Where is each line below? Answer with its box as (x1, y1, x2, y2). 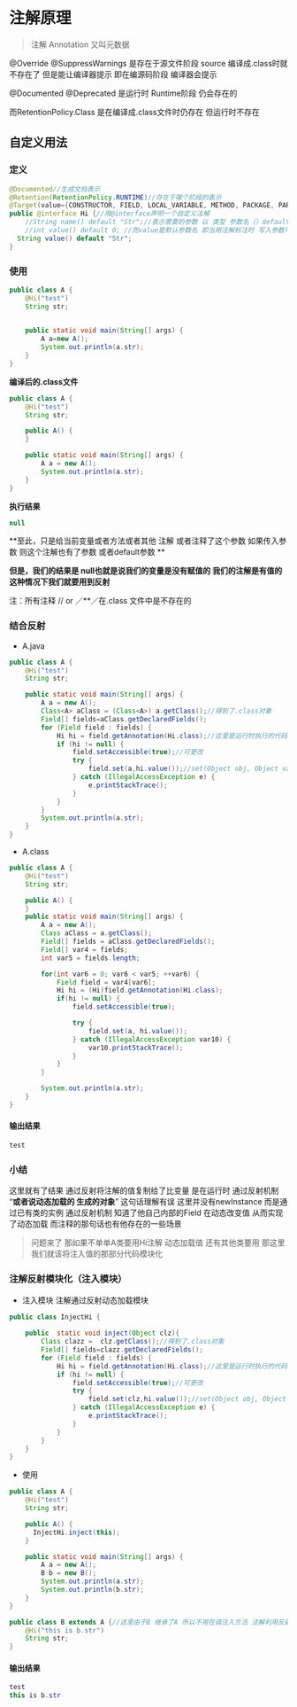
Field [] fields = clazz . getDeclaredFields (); (41, 1345, 203, 1354)
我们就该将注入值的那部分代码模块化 (30, 1249, 164, 1259)
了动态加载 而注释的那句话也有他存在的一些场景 (9, 1219, 182, 1229)
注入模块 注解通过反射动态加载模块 (21, 1295, 148, 1306)
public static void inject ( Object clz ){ (25, 1329, 179, 1338)
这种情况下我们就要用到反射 (9, 577, 110, 588)
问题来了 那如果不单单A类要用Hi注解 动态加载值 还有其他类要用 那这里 (30, 1237, 286, 1248)
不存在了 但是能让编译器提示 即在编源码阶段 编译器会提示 (9, 68, 217, 80)
